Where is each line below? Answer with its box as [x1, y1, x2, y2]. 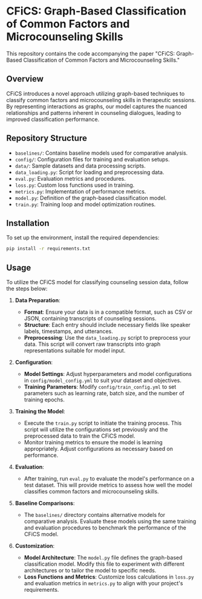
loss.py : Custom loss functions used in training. [15, 181, 135, 189]
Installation [6, 218, 50, 228]
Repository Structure [6, 133, 88, 143]
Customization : [15, 542, 55, 549]
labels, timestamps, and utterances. [24, 328, 113, 335]
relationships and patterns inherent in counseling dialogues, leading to [6, 109, 181, 116]
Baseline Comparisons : [15, 500, 75, 507]
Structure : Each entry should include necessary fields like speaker [24, 322, 191, 329]
